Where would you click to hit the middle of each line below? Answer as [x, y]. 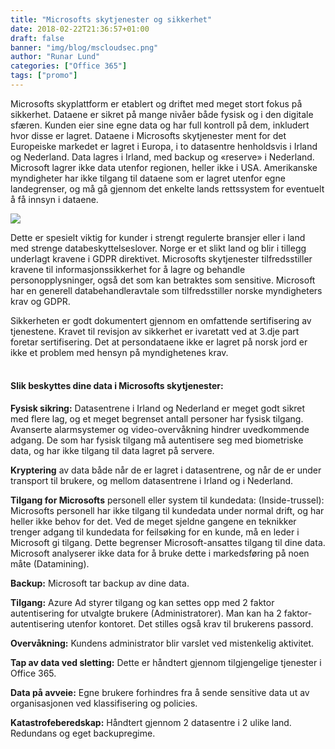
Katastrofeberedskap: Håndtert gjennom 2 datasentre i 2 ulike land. [151, 723]
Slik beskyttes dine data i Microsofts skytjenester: [117, 386]
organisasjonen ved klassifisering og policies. [104, 703]
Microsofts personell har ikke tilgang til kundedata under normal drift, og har [167, 511]
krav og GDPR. [40, 301]
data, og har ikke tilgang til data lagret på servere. [112, 451]
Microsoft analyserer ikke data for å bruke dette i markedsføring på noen [160, 553]
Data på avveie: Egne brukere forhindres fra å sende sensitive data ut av [160, 693]
